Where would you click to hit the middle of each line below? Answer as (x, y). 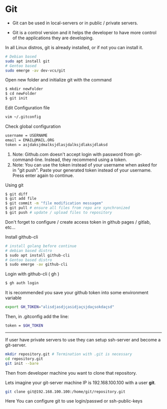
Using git (14, 185)
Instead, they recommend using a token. (86, 160)
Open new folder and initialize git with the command (58, 80)
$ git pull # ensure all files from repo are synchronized (68, 208)
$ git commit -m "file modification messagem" (54, 203)
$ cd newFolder (21, 94)
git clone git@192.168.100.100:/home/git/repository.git (65, 392)
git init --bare (22, 363)
